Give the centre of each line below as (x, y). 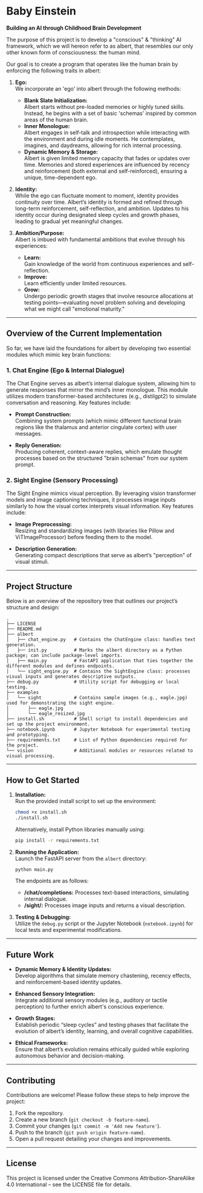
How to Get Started (43, 780)
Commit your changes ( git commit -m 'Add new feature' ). (88, 1126)
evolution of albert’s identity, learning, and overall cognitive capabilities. (104, 1031)
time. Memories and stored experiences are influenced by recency (107, 164)
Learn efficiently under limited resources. (75, 283)
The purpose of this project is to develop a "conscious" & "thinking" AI (94, 39)
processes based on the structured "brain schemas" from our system (101, 458)
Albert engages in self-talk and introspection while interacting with (107, 132)
